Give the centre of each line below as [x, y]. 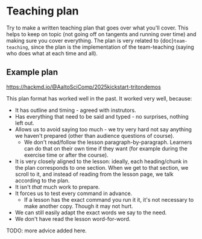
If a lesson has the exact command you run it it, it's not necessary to [109, 199]
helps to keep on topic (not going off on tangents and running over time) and [101, 34]
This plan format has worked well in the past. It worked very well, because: [99, 98]
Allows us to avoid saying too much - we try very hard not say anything [103, 129]
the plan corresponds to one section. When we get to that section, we [102, 167]
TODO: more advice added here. [47, 231]
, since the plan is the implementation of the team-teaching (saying [111, 47]
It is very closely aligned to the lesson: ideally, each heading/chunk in [101, 161]
